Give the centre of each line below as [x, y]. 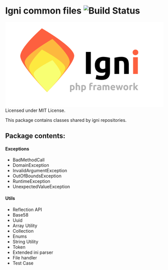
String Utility [25, 241]
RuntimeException [31, 181]
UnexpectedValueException [41, 187]
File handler [25, 257]
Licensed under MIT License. [35, 110]
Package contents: [35, 136]
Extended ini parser [33, 252]
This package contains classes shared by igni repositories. [66, 120]
